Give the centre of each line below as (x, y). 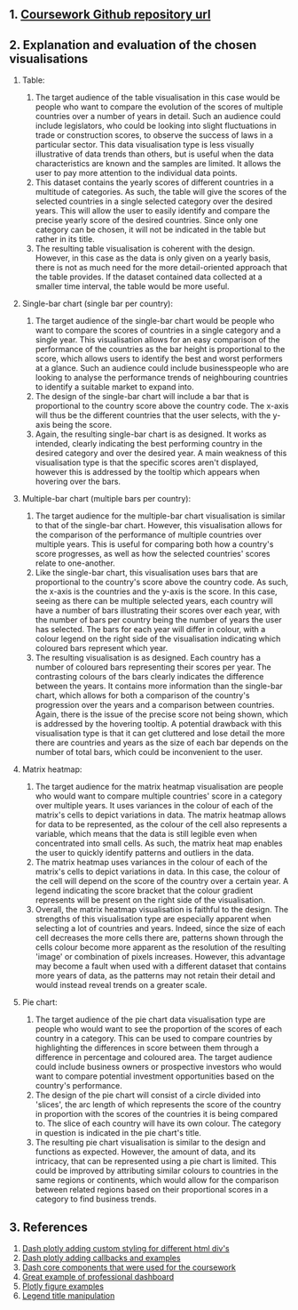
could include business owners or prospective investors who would (158, 1067)
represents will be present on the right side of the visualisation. (150, 900)
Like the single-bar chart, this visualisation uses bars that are (147, 573)
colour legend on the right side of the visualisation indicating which (158, 639)
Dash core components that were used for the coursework (129, 1267)
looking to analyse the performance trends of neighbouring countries (161, 378)
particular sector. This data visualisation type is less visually (145, 145)
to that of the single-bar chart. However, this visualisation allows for (159, 526)
